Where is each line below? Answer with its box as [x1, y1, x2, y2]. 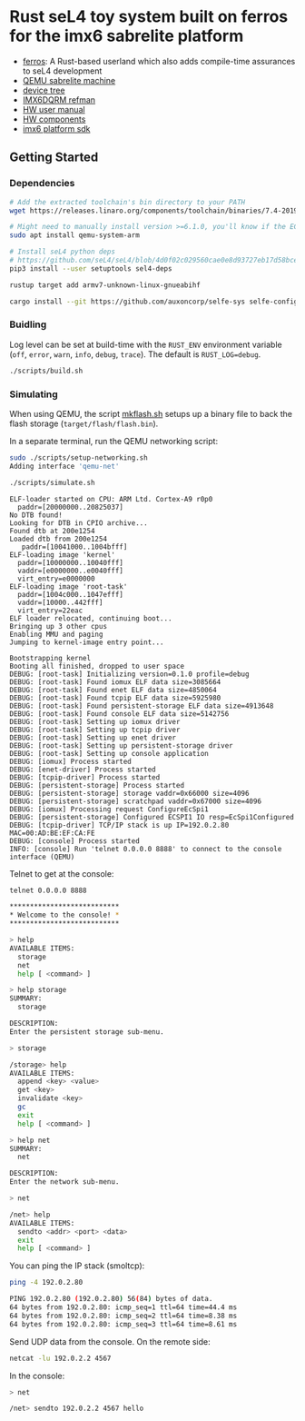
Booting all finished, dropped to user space [9, 661, 184, 671]
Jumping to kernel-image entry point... [9, 638, 165, 647]
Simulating [9, 388, 59, 401]
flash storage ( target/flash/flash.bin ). [9, 418, 159, 429]
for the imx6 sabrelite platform [9, 25, 244, 46]
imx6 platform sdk [22, 123, 91, 134]
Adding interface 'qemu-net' [9, 462, 120, 471]
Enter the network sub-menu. [9, 1178, 120, 1187]
